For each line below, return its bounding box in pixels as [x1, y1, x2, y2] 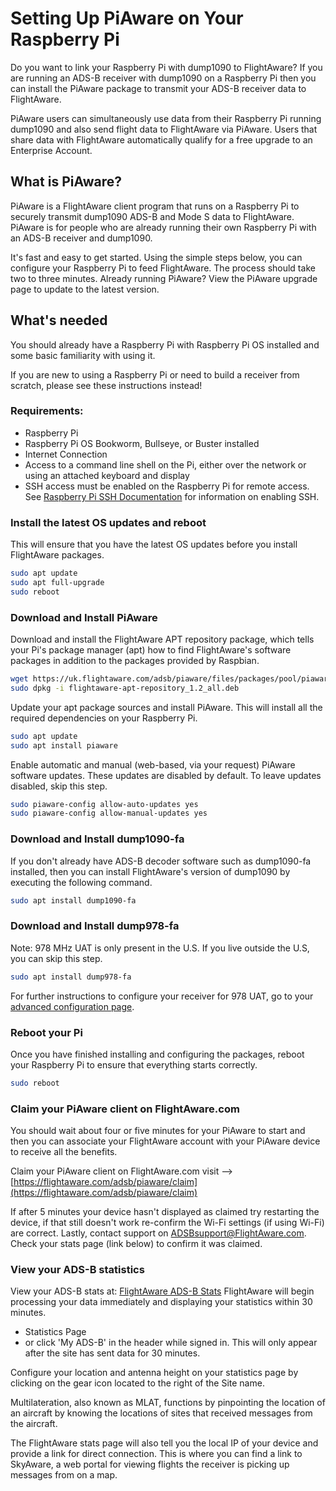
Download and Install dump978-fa [10, 919, 180, 933]
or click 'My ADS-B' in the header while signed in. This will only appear [24, 1337, 318, 1349]
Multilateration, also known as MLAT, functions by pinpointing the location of [10, 1397, 326, 1409]
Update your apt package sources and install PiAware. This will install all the [10, 701, 323, 713]
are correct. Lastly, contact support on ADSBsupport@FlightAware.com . [10, 1227, 307, 1239]
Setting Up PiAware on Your [10, 7, 244, 30]
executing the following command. [10, 876, 153, 888]
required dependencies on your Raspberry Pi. [10, 712, 198, 724]
